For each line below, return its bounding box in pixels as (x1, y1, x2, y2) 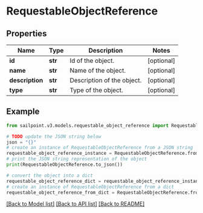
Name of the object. (69, 67, 126, 74)
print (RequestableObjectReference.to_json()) (6, 162, 123, 168)
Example (6, 106, 40, 117)
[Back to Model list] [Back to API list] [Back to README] (6, 200, 145, 208)
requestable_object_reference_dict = (6, 178, 101, 184)
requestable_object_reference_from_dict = (6, 189, 115, 195)
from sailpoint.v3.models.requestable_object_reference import (6, 122, 169, 128)
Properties (6, 28, 47, 39)
